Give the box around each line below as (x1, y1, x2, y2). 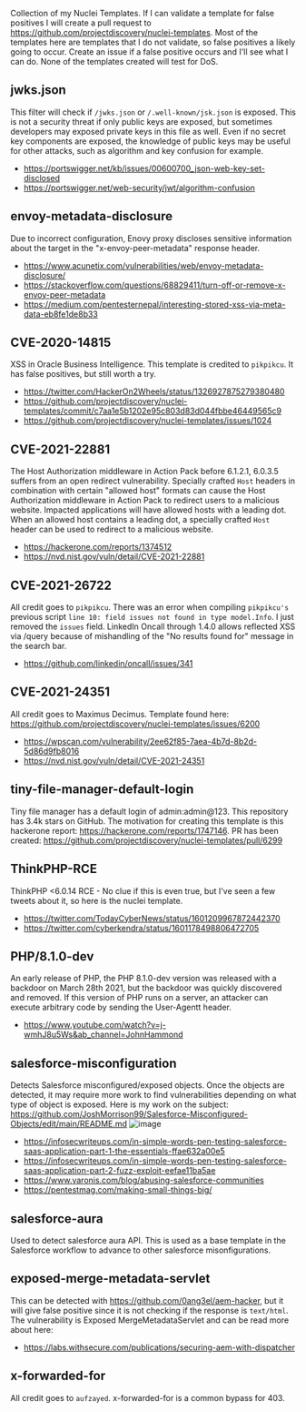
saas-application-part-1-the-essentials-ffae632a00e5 (23, 1146, 225, 1157)
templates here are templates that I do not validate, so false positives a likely (10, 36, 296, 47)
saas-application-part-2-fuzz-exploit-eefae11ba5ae (23, 1165, 216, 1176)
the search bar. (10, 641, 67, 652)
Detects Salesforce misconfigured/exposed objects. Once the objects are (10, 1080, 285, 1091)
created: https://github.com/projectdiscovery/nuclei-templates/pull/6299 (10, 835, 283, 846)
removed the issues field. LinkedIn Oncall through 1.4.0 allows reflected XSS (10, 621, 296, 632)
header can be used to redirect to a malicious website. (10, 523, 214, 535)
